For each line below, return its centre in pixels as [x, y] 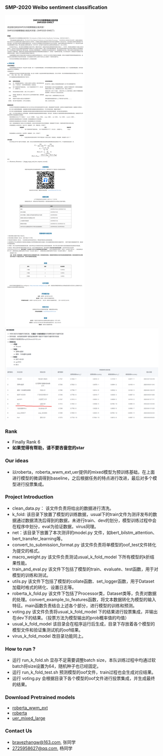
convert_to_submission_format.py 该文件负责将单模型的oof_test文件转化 [84, 545]
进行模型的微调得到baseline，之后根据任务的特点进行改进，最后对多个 [82, 478]
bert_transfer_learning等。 [38, 538]
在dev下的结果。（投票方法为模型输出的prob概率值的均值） [71, 618]
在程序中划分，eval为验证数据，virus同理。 [55, 526]
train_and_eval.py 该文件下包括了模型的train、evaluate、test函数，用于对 [85, 569]
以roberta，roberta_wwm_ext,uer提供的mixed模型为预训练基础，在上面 [83, 472]
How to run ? [20, 649]
